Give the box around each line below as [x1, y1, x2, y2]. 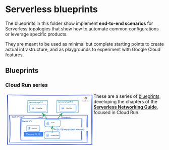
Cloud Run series [5, 82, 48, 89]
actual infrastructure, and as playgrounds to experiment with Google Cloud [5, 46, 160, 52]
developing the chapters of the [93, 98, 158, 104]
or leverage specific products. [5, 31, 68, 37]
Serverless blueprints [5, 4, 98, 15]
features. [5, 52, 24, 58]
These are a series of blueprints [93, 93, 160, 99]
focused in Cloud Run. [93, 109, 140, 115]
